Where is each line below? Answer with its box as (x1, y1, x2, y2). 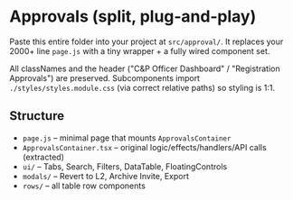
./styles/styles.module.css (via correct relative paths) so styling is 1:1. (9, 82, 276, 93)
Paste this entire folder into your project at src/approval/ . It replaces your (9, 36, 284, 47)
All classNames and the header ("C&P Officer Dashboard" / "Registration (9, 63, 280, 74)
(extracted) (22, 151, 65, 162)
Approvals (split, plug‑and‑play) (9, 6, 257, 27)
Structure (9, 108, 65, 123)
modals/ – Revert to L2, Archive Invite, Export (22, 170, 190, 181)
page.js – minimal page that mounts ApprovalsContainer (22, 132, 232, 143)
